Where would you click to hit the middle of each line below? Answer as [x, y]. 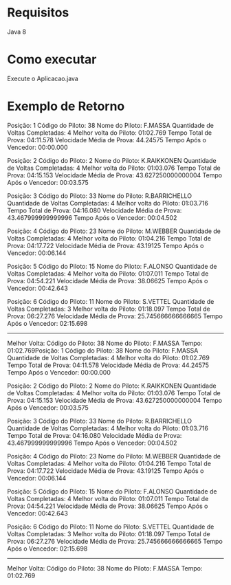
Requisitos [38, 13]
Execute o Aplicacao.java [43, 78]
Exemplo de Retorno [66, 106]
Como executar [52, 59]
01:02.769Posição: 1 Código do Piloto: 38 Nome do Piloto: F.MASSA [103, 350]
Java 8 [16, 32]
